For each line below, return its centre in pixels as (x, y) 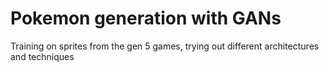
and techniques (42, 56)
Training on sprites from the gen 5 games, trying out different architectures (165, 46)
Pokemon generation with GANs (146, 18)
